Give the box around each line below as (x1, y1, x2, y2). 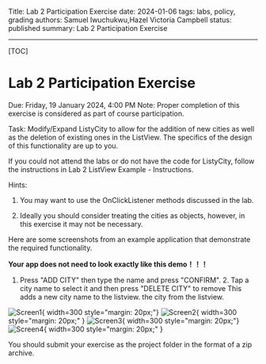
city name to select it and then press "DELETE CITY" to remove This (19, 283, 242, 293)
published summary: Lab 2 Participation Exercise (8, 24, 168, 33)
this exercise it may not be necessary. (19, 219, 144, 228)
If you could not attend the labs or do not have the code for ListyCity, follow (8, 156, 255, 166)
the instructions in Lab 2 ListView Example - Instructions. (8, 164, 194, 174)
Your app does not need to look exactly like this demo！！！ (8, 259, 208, 269)
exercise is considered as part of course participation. (8, 109, 184, 118)
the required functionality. (8, 243, 93, 252)
